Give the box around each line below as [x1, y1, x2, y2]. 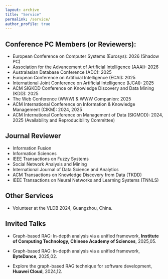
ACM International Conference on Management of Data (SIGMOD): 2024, [12, 112, 163, 118]
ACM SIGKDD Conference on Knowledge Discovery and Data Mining [12, 85, 154, 91]
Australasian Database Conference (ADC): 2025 [12, 69, 112, 75]
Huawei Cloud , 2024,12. [12, 268, 63, 274]
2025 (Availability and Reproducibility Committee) [12, 117, 115, 123]
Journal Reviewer [5, 131, 61, 141]
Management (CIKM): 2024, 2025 [12, 106, 83, 113]
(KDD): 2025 [12, 91, 39, 97]
